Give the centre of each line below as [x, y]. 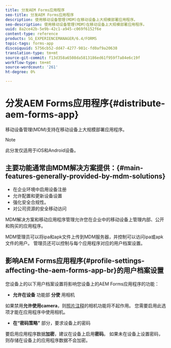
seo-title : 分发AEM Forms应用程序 [40, 15]
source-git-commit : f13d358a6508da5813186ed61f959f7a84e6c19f [73, 58]
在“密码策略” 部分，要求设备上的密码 [52, 323]
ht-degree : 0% [20, 72]
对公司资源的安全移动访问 [40, 209]
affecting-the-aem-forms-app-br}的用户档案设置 [85, 270]
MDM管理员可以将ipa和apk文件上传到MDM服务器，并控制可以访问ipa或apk [84, 237]
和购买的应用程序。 [26, 226]
